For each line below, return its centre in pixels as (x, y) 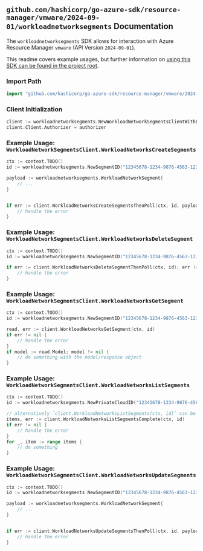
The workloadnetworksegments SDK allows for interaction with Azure (90, 41)
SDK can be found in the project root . (53, 65)
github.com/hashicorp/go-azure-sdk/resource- (94, 10)
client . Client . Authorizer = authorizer (56, 128)
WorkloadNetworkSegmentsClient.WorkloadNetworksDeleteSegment (100, 239)
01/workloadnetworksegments (59, 27)
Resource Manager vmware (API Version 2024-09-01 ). (71, 47)
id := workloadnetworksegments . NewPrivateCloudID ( (71, 403)
